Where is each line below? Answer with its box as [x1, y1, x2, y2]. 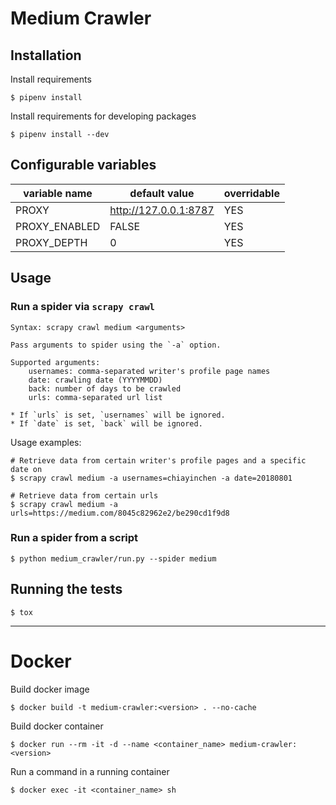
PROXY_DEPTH [15, 235, 88, 249]
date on [10, 464, 43, 474]
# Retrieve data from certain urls [10, 490, 159, 501]
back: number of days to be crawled [28, 383, 182, 394]
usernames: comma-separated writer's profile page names [28, 366, 271, 376]
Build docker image [10, 683, 90, 695]
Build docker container [10, 720, 104, 732]
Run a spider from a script [10, 531, 139, 545]
